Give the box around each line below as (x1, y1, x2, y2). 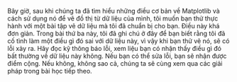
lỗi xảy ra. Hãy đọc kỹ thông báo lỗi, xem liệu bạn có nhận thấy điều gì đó (7, 45, 222, 52)
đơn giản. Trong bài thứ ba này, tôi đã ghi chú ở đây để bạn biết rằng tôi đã (7, 29, 226, 37)
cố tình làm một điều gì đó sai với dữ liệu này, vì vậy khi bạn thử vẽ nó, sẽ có (7, 37, 230, 45)
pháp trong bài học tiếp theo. (7, 67, 92, 75)
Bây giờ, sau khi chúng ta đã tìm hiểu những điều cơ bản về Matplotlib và (7, 7, 220, 15)
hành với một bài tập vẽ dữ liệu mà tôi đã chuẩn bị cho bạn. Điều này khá (7, 22, 220, 30)
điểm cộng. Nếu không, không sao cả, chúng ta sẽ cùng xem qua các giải (7, 59, 223, 67)
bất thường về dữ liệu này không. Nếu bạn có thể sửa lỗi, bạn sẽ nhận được (7, 52, 227, 60)
